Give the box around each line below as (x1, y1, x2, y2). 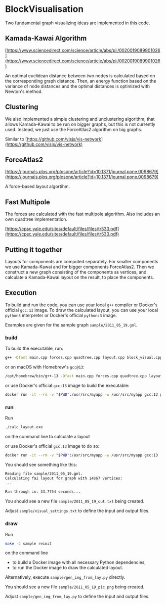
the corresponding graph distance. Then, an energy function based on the (5, 78, 157, 84)
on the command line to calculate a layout (5, 433, 90, 439)
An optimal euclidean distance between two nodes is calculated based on (5, 73, 156, 79)
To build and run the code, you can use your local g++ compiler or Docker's (5, 302, 158, 308)
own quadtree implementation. (5, 216, 68, 222)
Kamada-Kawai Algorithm (5, 34, 87, 43)
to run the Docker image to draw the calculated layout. (12, 565, 124, 571)
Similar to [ (5, 136, 27, 142)
